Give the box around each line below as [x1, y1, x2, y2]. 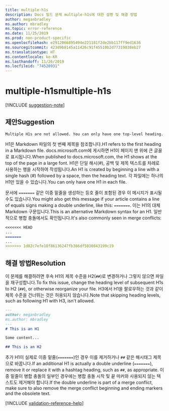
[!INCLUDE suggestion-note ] [5, 102, 65, 108]
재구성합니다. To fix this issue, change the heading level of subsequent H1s [10, 279, 163, 285]
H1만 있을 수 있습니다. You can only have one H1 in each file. [5, 179, 127, 185]
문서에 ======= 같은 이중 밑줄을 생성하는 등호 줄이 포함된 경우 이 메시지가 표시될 [5, 190, 162, 196]
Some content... [5, 335, 39, 340]
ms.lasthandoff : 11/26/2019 [5, 59, 65, 64]
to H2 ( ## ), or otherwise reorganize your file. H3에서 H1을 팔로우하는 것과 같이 [5, 286, 163, 292]
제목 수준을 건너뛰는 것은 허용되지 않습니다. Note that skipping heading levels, [5, 292, 161, 298]
